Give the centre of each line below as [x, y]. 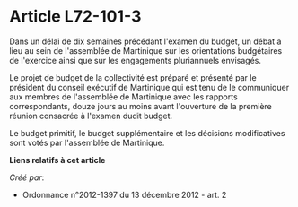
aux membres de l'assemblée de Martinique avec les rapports [123, 97]
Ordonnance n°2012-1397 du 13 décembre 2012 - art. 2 [124, 194]
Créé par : [27, 177]
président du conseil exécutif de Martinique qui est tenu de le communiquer [149, 87]
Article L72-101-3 [75, 17]
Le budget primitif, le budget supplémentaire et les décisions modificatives [147, 133]
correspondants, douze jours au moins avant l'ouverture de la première [140, 106]
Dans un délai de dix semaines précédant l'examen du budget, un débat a [145, 41]
